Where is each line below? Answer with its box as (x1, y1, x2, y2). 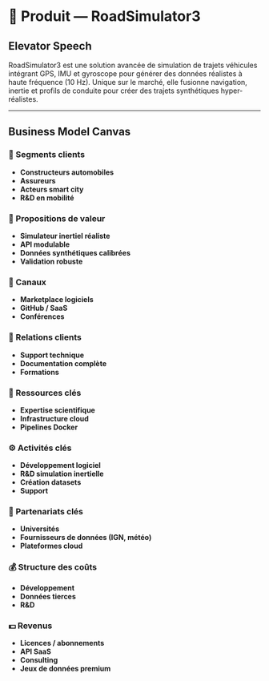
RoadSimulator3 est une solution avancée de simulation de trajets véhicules (8, 60, 258, 70)
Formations (19, 367, 59, 377)
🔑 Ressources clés (8, 387, 82, 398)
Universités (19, 524, 60, 534)
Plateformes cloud (19, 541, 83, 551)
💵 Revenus (8, 620, 53, 631)
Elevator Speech (8, 39, 92, 53)
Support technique (19, 350, 85, 360)
